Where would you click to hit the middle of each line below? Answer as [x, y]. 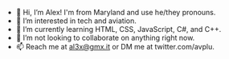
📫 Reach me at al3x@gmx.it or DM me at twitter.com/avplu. [115, 47]
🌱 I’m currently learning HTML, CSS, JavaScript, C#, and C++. [119, 29]
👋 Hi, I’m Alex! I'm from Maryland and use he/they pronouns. [116, 12]
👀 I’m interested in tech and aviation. [76, 21]
